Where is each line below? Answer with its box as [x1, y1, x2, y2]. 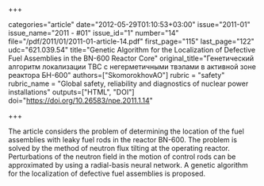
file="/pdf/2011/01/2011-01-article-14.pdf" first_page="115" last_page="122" [8, 37, 255, 46]
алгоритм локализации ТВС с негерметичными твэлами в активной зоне [8, 62, 256, 72]
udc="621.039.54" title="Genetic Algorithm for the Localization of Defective [8, 45, 256, 54]
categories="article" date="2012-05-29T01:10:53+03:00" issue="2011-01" [8, 20, 251, 29]
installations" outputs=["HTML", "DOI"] [8, 87, 135, 96]
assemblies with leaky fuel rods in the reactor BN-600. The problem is [8, 135, 238, 144]
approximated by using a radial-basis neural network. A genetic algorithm [8, 161, 248, 169]
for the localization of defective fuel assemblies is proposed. [8, 169, 206, 178]
